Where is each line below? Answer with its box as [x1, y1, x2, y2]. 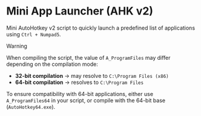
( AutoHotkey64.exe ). [6, 103, 56, 110]
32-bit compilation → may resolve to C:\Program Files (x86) [15, 72, 170, 79]
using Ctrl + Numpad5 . [6, 30, 62, 37]
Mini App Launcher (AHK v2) [6, 4, 153, 18]
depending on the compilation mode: [6, 60, 98, 68]
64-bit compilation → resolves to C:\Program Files [15, 79, 144, 86]
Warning [6, 42, 27, 50]
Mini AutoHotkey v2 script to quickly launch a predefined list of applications [6, 24, 196, 31]
